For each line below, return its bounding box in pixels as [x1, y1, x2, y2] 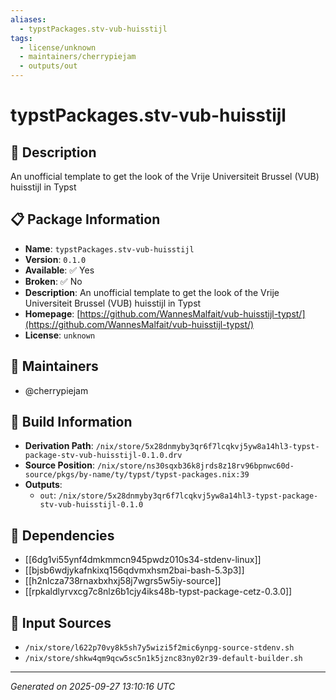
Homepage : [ [24, 307, 81, 320]
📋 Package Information [10, 211, 161, 228]
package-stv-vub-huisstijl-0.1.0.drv [24, 451, 183, 461]
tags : [10, 33, 33, 43]
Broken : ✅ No [24, 275, 83, 287]
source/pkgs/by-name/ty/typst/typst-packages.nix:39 [24, 470, 250, 480]
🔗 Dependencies [10, 527, 115, 544]
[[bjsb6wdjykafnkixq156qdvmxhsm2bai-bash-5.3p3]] [24, 564, 245, 576]
